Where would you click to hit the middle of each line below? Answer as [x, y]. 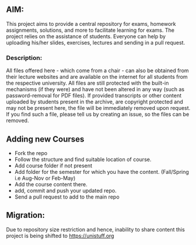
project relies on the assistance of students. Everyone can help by [86, 36]
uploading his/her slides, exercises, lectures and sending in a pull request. [96, 42]
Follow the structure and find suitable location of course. [83, 159]
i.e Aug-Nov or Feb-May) [45, 178]
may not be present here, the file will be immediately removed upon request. [98, 108]
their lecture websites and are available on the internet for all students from [97, 77]
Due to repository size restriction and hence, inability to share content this [95, 229]
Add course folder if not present [53, 165]
